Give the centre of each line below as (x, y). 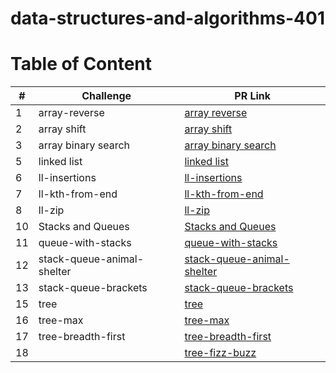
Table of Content (81, 64)
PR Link (253, 96)
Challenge (106, 96)
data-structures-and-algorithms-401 (167, 18)
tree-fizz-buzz (220, 353)
